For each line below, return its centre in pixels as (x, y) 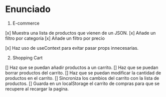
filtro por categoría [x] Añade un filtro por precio (55, 38)
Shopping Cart (27, 58)
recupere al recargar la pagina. (37, 88)
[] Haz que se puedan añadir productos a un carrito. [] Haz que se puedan (82, 67)
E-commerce (26, 23)
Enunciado (28, 9)
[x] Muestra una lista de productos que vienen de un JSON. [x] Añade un (80, 33)
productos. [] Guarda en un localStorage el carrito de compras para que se (82, 83)
